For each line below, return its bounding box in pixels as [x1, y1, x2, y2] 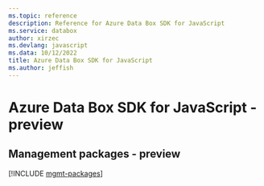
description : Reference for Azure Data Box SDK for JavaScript [8, 19, 225, 27]
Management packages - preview [8, 148, 181, 161]
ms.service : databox [8, 26, 78, 34]
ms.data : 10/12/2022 [8, 49, 78, 57]
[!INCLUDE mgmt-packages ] [8, 168, 103, 178]
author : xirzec [8, 34, 60, 42]
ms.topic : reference [8, 11, 78, 20]
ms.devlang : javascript [8, 42, 89, 50]
